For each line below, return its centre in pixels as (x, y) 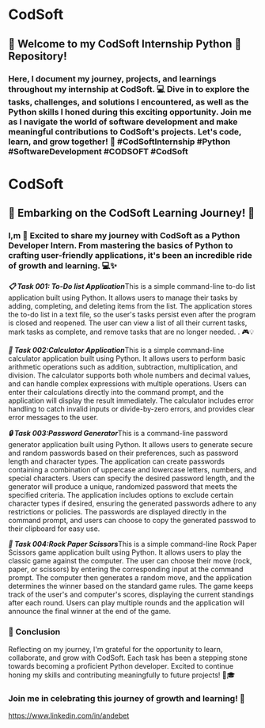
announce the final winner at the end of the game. (90, 612)
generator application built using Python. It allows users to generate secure (131, 445)
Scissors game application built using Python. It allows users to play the (125, 552)
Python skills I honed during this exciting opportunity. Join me (130, 112)
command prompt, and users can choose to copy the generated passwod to (132, 521)
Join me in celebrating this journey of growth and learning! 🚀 (127, 698)
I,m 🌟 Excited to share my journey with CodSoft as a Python (124, 235)
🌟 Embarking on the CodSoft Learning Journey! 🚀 (132, 213)
